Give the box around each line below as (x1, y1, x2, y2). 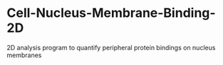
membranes (6, 51, 42, 59)
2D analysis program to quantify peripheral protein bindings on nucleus (6, 43, 216, 52)
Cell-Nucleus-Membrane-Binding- (6, 5, 216, 21)
